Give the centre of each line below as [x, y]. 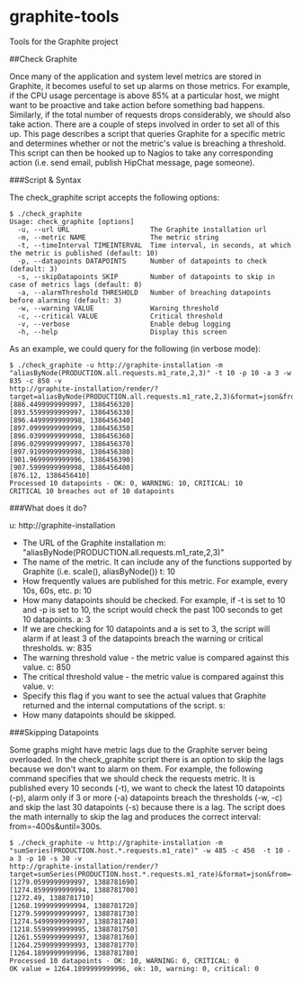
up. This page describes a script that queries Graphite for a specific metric [147, 133]
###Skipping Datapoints [54, 732]
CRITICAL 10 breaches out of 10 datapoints [92, 491]
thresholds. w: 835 [57, 648]
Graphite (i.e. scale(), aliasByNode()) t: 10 [98, 571]
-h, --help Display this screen [122, 332]
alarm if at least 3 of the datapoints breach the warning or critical [142, 638]
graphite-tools [64, 17]
